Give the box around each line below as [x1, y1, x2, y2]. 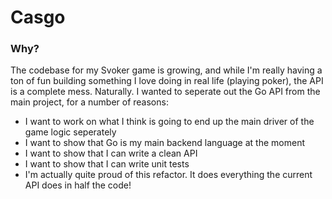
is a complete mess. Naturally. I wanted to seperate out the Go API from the [10, 86, 321, 98]
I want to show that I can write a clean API [24, 147, 198, 160]
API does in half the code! [24, 179, 132, 191]
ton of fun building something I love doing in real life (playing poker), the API [10, 75, 324, 87]
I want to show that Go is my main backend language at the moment [24, 137, 305, 149]
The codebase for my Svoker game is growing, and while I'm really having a [10, 64, 323, 76]
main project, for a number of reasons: [10, 96, 169, 108]
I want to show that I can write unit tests [24, 158, 190, 170]
